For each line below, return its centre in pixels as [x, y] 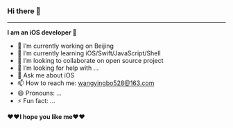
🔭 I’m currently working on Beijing [66, 46]
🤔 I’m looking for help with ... [58, 68]
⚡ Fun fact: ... [36, 101]
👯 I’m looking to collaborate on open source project [90, 61]
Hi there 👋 [24, 11]
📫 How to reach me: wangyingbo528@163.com [86, 83]
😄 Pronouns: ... [40, 93]
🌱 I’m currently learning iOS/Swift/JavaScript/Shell [89, 53]
